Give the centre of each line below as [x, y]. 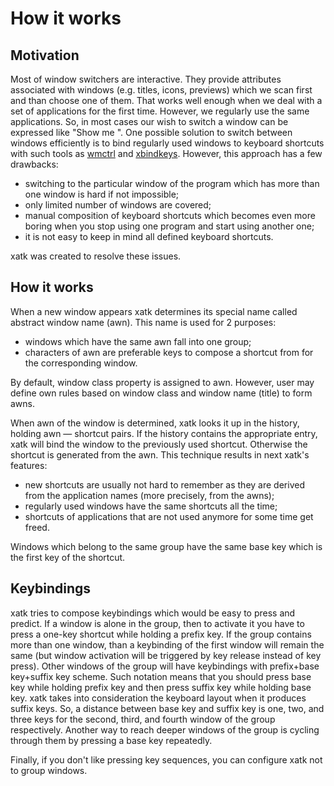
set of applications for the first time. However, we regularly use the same [160, 111]
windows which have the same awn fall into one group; [138, 341]
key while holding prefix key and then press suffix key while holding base [161, 687]
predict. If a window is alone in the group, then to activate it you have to [157, 623]
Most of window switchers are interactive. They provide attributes [146, 79]
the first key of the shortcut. [68, 557]
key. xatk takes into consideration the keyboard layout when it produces [158, 698]
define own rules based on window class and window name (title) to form [161, 393]
